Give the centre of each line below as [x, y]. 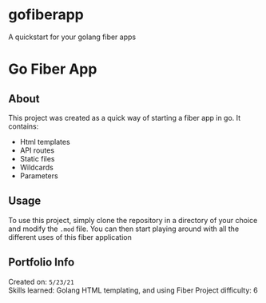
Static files [37, 158]
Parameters [39, 175]
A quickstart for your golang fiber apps [72, 37]
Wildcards [36, 167]
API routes [37, 150]
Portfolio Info [42, 263]
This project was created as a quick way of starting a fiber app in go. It [125, 118]
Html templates [45, 142]
